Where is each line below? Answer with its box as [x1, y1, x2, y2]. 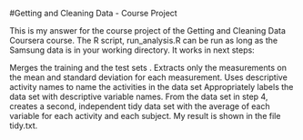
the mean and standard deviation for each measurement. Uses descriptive [9, 72, 288, 83]
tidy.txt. [9, 120, 38, 131]
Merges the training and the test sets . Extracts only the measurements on [9, 63, 287, 73]
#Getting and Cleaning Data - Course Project [9, 8, 177, 18]
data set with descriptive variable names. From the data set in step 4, [9, 91, 268, 102]
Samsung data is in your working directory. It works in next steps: [9, 45, 255, 55]
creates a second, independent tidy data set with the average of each [9, 101, 270, 112]
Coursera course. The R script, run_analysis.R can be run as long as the [9, 35, 278, 45]
